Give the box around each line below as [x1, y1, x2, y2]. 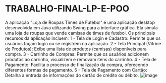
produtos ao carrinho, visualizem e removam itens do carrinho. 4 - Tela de [5, 56, 157, 62]
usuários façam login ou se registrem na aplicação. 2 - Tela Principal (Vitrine [5, 40, 162, 46]
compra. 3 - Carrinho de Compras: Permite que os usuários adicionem [5, 51, 149, 57]
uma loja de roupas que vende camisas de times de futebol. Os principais [5, 30, 155, 36]
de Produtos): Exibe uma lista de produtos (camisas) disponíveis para [5, 46, 147, 52]
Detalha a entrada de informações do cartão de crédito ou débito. [5, 72, 139, 78]
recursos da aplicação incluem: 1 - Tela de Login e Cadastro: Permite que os [5, 35, 161, 41]
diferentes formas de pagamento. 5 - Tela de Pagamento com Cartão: [5, 67, 148, 73]
